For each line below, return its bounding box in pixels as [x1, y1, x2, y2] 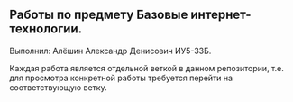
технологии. [9, 22, 83, 37]
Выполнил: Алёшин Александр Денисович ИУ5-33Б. [9, 45, 212, 56]
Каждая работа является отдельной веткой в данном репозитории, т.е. [9, 62, 284, 73]
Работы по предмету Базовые [9, 7, 188, 23]
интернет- [190, 7, 252, 23]
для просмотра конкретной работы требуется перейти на [9, 72, 233, 83]
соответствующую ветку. [9, 81, 107, 93]
